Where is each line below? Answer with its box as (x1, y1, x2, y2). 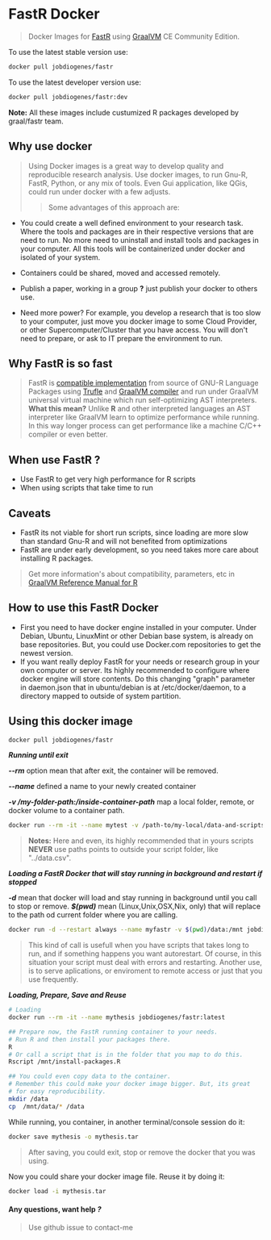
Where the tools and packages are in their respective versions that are (19, 227, 254, 236)
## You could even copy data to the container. (8, 1072, 172, 1081)
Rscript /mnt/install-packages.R (8, 1058, 121, 1066)
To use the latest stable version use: (8, 47, 129, 56)
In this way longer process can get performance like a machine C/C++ (27, 421, 262, 431)
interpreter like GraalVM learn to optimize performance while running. (27, 412, 260, 422)
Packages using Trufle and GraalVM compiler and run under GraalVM (27, 386, 259, 396)
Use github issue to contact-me (27, 1222, 133, 1232)
